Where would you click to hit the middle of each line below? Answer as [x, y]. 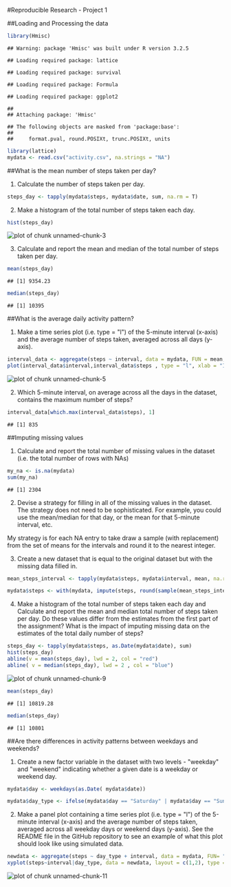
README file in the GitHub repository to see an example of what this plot [120, 837]
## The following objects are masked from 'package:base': [93, 127]
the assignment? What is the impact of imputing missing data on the [113, 626]
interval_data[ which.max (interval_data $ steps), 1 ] [81, 412]
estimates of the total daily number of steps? [80, 633]
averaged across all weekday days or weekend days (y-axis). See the [115, 829]
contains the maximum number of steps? [75, 399]
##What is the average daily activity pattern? [70, 319]
